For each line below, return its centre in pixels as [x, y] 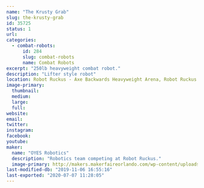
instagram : [20, 130]
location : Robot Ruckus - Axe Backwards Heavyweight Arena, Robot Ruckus [102, 79]
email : [15, 119]
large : [20, 102]
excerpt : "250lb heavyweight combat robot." [63, 68]
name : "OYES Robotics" [40, 153]
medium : [22, 96]
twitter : [17, 125]
